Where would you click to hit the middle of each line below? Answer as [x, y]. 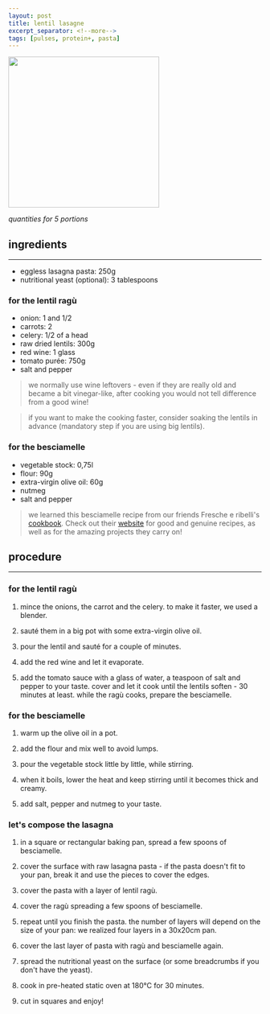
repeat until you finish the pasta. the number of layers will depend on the [140, 921]
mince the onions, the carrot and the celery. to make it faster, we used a [139, 606]
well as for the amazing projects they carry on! [105, 531]
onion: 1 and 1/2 [46, 318]
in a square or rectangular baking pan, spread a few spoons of [123, 843]
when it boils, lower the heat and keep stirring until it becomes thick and [139, 780]
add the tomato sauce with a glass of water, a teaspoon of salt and [130, 678]
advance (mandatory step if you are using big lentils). [116, 427]
